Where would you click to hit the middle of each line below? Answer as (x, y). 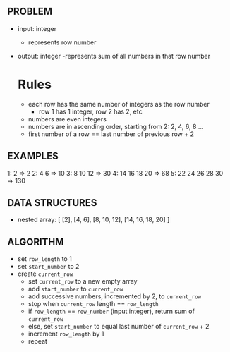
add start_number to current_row (75, 289)
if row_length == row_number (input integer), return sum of (111, 311)
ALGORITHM (36, 242)
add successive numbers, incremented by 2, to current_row (115, 296)
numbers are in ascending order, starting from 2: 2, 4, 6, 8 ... (116, 126)
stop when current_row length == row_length (93, 304)
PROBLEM (30, 12)
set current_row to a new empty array (83, 281)
